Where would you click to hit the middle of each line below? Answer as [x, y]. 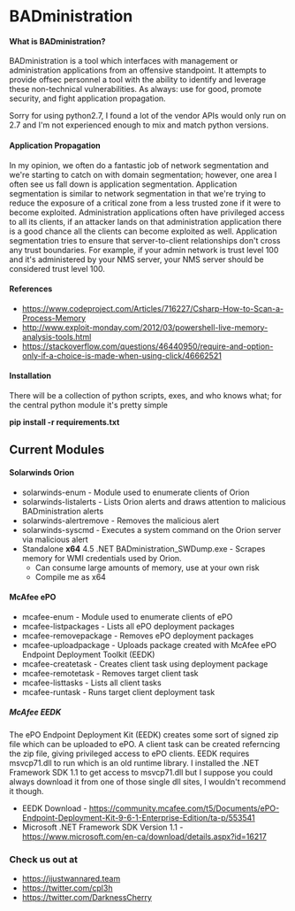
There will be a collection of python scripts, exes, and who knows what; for [146, 395]
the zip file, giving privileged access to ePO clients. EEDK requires [129, 753]
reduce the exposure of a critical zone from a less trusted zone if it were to [145, 203]
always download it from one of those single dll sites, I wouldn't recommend [147, 782]
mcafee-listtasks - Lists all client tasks [91, 683]
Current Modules [57, 450]
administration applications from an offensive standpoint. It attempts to [138, 70]
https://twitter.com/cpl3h [67, 888]
